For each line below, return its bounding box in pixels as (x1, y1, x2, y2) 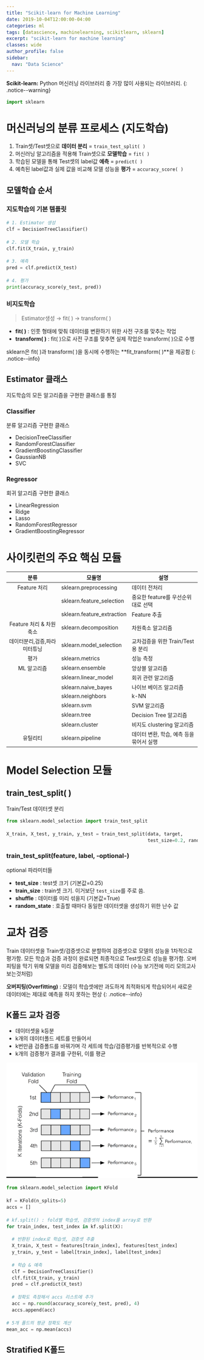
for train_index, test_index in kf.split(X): (6, 1224, 123, 1230)
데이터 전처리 (131, 584, 163, 591)
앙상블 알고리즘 (131, 664, 168, 671)
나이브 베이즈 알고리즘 (131, 684, 184, 691)
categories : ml (6, 23, 45, 29)
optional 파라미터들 (6, 866, 53, 874)
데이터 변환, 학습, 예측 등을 (131, 731, 194, 738)
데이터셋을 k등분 (15, 1027, 55, 1035)
